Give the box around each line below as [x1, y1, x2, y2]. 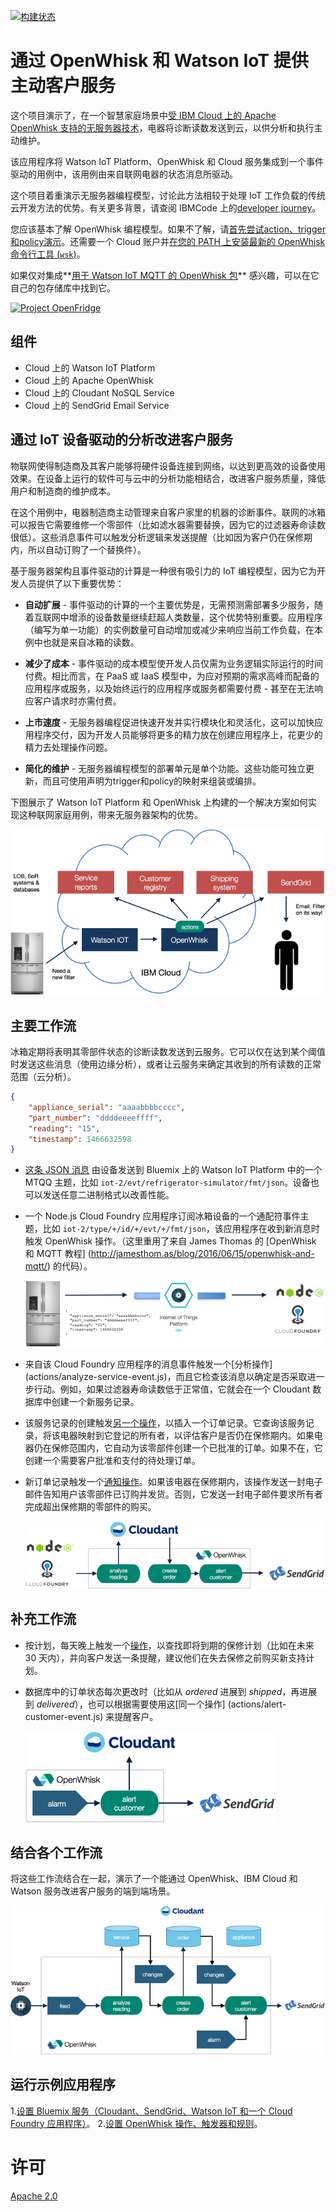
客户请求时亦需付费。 [33, 695, 122, 707]
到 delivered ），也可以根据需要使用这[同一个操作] [24, 1698, 226, 1710]
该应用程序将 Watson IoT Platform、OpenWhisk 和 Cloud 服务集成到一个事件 [10, 155, 324, 167]
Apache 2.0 [10, 2190, 58, 2202]
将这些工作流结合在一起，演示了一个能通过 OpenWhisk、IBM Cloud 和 [10, 1873, 298, 1885]
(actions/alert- [227, 1698, 287, 1710]
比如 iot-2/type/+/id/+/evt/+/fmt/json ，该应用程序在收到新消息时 [42, 1223, 320, 1235]
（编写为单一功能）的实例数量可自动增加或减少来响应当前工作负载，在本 [24, 623, 323, 635]
